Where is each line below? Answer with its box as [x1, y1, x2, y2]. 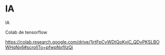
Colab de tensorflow [5, 29, 48, 35]
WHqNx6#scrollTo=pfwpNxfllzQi [5, 44, 73, 50]
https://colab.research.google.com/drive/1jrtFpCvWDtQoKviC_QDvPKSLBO [5, 38, 159, 45]
